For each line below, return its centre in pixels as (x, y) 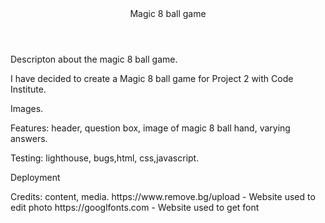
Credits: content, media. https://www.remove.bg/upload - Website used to (163, 196)
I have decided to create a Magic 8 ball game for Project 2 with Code (152, 78)
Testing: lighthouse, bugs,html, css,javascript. (105, 158)
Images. (27, 108)
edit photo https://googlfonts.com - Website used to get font (135, 207)
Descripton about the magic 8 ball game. (94, 59)
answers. (29, 138)
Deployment (35, 177)
